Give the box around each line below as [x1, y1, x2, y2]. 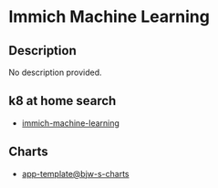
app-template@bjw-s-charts [21, 168, 130, 179]
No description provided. [8, 67, 102, 78]
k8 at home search [8, 93, 117, 109]
